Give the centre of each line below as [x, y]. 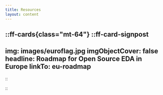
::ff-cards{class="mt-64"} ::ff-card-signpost [77, 34]
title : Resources [23, 10]
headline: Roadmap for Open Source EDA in [74, 59]
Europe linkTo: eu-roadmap [48, 67]
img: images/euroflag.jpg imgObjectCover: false [82, 51]
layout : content [22, 14]
